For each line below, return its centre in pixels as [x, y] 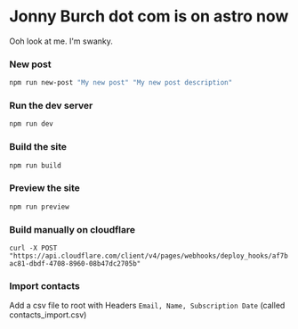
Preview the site [44, 188]
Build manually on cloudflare [72, 229]
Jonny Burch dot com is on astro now [149, 16]
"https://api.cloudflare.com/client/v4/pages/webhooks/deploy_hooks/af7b [149, 256]
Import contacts [44, 285]
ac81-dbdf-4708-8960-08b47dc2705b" [75, 263]
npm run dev [31, 124]
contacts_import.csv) [48, 315]
